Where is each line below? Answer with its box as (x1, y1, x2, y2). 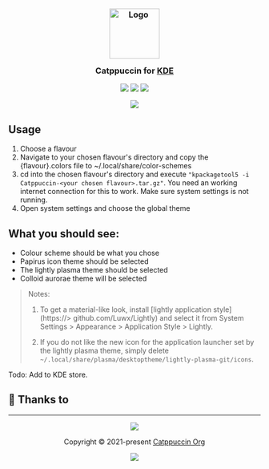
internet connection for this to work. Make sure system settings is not (19, 187, 250, 196)
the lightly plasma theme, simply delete (39, 346, 170, 355)
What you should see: (8, 227, 120, 241)
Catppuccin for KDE (94, 65, 175, 76)
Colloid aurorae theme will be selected (19, 273, 147, 283)
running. (19, 195, 48, 204)
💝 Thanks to (8, 393, 70, 406)
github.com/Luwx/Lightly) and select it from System (73, 313, 244, 322)
